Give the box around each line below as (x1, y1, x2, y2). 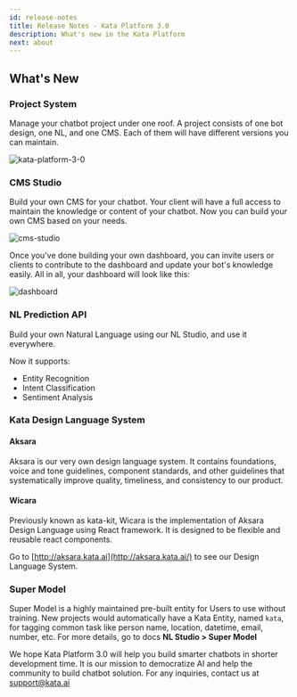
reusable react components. (9, 534, 113, 545)
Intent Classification (21, 382, 96, 393)
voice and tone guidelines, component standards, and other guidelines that (9, 465, 285, 476)
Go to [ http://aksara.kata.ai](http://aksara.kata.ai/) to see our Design (9, 551, 260, 562)
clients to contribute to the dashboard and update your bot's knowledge (9, 259, 274, 270)
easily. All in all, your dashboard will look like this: (9, 269, 190, 280)
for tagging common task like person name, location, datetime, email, (9, 622, 263, 633)
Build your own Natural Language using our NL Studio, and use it (9, 329, 247, 340)
